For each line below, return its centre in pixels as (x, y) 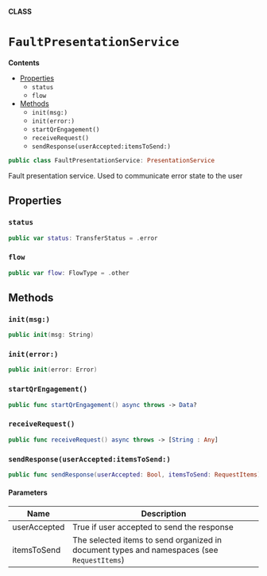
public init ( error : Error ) (53, 370)
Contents (24, 62)
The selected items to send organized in (147, 540)
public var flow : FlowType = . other (69, 273)
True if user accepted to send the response (153, 527)
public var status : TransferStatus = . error (83, 238)
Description (164, 513)
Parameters (28, 492)
